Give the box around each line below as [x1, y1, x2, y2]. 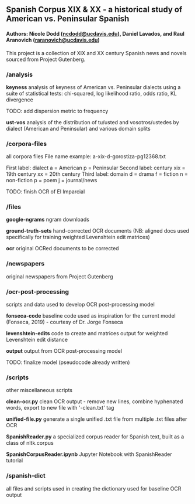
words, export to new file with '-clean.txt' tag [6, 404, 114, 411]
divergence [6, 96, 33, 103]
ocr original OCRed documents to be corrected [6, 245, 119, 252]
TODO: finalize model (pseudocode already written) [6, 359, 130, 366]
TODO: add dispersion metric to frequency [6, 107, 109, 114]
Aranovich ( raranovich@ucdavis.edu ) [6, 36, 100, 43]
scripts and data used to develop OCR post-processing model [6, 301, 155, 308]
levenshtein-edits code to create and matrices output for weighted [6, 330, 168, 337]
